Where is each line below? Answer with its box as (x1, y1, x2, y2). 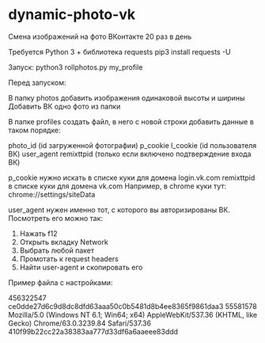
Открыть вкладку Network (19, 237, 108, 246)
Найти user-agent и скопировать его (19, 262, 143, 272)
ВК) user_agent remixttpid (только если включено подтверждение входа (8, 149, 252, 158)
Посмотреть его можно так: (8, 213, 104, 223)
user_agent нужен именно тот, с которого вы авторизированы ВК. (8, 204, 231, 215)
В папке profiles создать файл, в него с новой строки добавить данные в (8, 116, 255, 126)
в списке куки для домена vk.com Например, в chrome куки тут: (8, 181, 227, 191)
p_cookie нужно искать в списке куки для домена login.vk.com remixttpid (8, 173, 256, 182)
